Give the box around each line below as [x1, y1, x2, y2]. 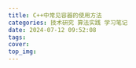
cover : [8, 41, 30, 48]
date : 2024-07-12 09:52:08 [8, 26, 97, 34]
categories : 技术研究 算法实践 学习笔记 [8, 19, 128, 27]
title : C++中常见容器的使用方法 [8, 11, 102, 20]
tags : [8, 33, 26, 41]
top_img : [8, 48, 37, 55]
